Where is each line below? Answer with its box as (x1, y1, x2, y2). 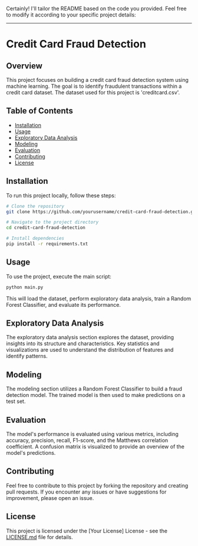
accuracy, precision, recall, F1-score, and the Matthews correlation (6, 437, 169, 444)
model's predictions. (6, 449, 56, 456)
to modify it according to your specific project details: (6, 11, 137, 18)
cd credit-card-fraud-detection (6, 225, 85, 231)
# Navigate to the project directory (6, 219, 99, 226)
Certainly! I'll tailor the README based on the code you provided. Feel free (6, 5, 187, 12)
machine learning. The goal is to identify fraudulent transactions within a (6, 82, 182, 90)
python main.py (6, 284, 44, 290)
